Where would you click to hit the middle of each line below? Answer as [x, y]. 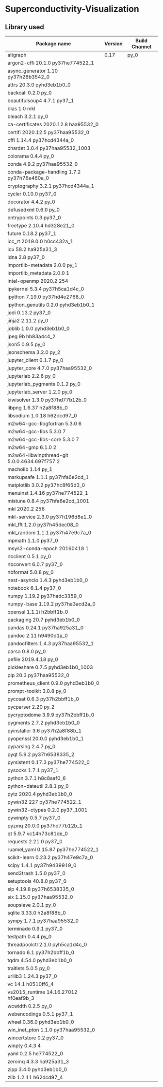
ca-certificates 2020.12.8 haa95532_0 [53, 124]
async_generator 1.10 [33, 71]
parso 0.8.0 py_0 [27, 651]
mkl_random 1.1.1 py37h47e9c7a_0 [49, 533]
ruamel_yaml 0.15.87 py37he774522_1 [53, 849]
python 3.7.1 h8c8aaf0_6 [37, 778]
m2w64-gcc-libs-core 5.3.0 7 [43, 439]
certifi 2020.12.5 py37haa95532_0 [49, 132]
